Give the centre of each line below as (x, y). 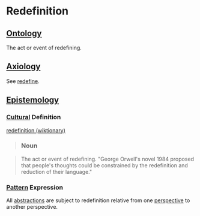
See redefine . (23, 81)
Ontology (24, 33)
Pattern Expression (35, 187)
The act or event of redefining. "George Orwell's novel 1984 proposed (107, 159)
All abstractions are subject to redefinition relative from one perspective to (98, 200)
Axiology (23, 66)
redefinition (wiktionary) (36, 130)
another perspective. (32, 207)
